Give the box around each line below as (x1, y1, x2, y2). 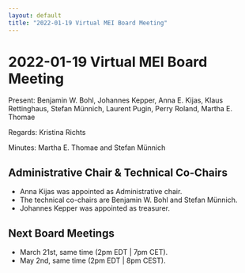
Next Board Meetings (8, 226, 115, 240)
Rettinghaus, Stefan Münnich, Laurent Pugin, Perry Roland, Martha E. (8, 104, 233, 114)
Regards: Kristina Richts (8, 128, 86, 137)
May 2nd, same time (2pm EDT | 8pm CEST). (19, 256, 166, 265)
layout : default (8, 11, 62, 20)
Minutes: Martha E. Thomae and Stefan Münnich (8, 143, 166, 152)
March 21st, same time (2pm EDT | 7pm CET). (19, 248, 168, 257)
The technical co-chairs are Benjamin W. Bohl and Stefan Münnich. (19, 195, 238, 205)
